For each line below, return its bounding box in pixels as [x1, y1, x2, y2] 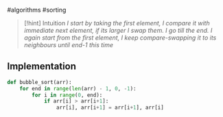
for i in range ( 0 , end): [32, 92, 103, 99]
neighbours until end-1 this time [23, 41, 114, 49]
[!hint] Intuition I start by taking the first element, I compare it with [23, 19, 211, 27]
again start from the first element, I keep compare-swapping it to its [23, 34, 217, 42]
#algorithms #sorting [7, 6, 67, 14]
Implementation [7, 61, 77, 73]
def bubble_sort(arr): [7, 79, 72, 86]
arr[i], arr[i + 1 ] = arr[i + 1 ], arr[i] [56, 104, 165, 112]
